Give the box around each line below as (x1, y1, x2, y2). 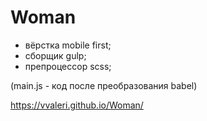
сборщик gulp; (24, 49, 87, 61)
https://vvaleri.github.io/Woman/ (10, 99, 144, 111)
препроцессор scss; (24, 60, 112, 72)
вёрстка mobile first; (24, 39, 112, 51)
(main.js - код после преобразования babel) (10, 79, 198, 91)
